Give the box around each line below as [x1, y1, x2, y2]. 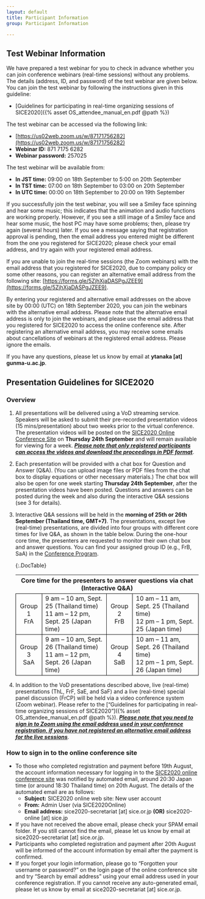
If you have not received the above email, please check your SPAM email [15, 821, 198, 828]
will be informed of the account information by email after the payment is [15, 847, 198, 854]
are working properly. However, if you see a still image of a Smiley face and [6, 213, 196, 221]
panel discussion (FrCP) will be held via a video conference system [15, 694, 184, 702]
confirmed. [15, 853, 43, 860]
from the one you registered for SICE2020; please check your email [6, 240, 176, 247]
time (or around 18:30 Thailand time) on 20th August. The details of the [15, 782, 194, 789]
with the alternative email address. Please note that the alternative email [6, 309, 187, 316]
